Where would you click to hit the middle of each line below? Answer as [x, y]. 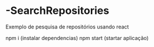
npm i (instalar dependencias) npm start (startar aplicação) [77, 38]
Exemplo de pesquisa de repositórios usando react [67, 27]
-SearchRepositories [58, 11]
